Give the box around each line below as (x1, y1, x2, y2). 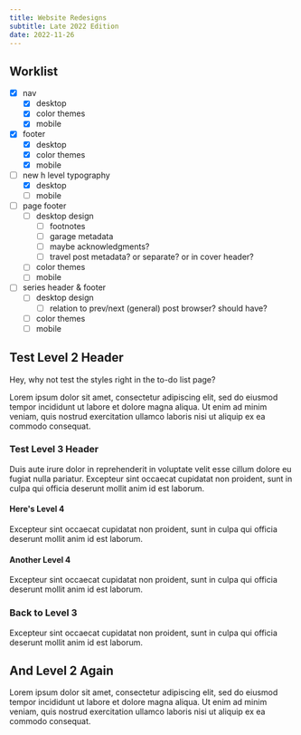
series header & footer (22, 282, 107, 293)
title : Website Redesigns (9, 13, 107, 23)
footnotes (49, 221, 86, 231)
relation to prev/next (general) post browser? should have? (49, 303, 268, 314)
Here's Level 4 (9, 504, 65, 515)
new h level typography (22, 169, 110, 180)
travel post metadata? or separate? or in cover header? (49, 251, 255, 263)
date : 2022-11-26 (9, 30, 75, 39)
